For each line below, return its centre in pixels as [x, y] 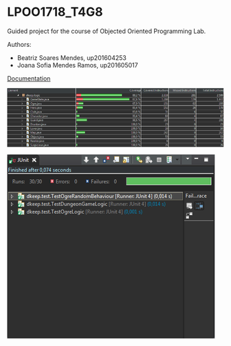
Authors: [19, 44]
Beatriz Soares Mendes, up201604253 [72, 58]
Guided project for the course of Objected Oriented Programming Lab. [107, 31]
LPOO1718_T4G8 [55, 12]
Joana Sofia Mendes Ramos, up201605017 [78, 65]
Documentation [29, 78]
